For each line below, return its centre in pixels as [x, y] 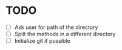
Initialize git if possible [42, 41]
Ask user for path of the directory [56, 27]
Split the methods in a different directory [65, 34]
